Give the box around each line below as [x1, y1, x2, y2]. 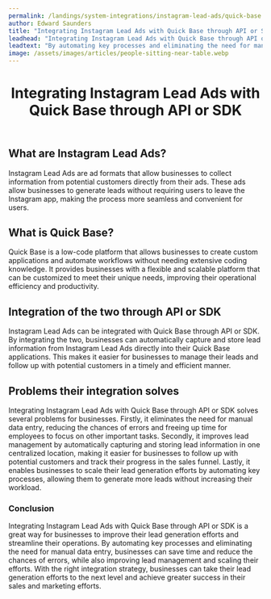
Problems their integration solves [8, 384, 180, 398]
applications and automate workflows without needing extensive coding [8, 256, 248, 266]
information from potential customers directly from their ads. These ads [8, 177, 246, 186]
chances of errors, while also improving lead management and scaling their [8, 555, 259, 565]
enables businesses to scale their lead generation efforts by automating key [8, 466, 261, 475]
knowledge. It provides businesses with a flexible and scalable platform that [8, 264, 261, 274]
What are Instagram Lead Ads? [8, 147, 167, 161]
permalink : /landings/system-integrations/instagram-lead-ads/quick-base [8, 11, 262, 20]
